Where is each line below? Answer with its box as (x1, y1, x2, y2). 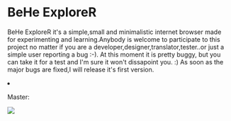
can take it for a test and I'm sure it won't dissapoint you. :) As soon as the (7, 57, 224, 66)
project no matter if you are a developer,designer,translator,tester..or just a (7, 42, 225, 51)
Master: (7, 93, 30, 101)
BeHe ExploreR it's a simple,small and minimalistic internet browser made (7, 28, 222, 36)
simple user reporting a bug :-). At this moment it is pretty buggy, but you (7, 50, 221, 59)
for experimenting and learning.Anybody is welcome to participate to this (7, 35, 221, 43)
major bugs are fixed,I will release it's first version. (7, 65, 154, 74)
